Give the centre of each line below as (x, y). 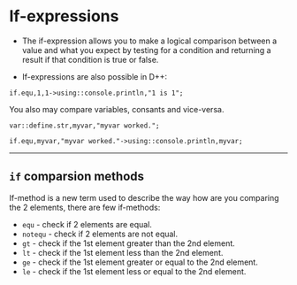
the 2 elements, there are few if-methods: (85, 207)
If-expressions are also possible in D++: (95, 76)
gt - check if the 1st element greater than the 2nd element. (129, 243)
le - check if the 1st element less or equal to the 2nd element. (134, 271)
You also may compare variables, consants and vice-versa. (117, 109)
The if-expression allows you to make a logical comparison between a (149, 41)
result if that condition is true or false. (90, 59)
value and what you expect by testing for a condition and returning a (146, 50)
